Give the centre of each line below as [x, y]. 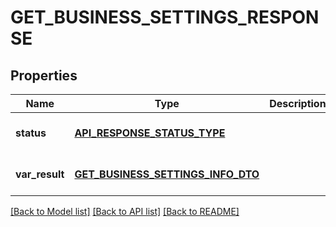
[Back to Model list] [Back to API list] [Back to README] [125, 211]
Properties [44, 75]
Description [298, 103]
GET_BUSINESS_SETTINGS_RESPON [165, 17]
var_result [40, 174]
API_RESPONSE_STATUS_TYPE [150, 133]
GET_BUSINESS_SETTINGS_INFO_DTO [167, 174]
